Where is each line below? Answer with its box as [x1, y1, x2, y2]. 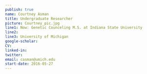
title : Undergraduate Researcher [5, 16, 73, 21]
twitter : [5, 52, 23, 57]
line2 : [5, 30, 18, 35]
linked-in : [5, 48, 27, 53]
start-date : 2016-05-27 [5, 61, 54, 66]
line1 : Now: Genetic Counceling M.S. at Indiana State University [5, 25, 143, 30]
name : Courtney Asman [5, 12, 49, 17]
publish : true [5, 7, 34, 12]
